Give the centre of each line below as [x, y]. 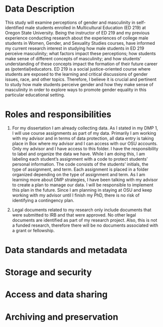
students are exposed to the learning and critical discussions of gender [76, 74]
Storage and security [48, 272]
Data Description [40, 9]
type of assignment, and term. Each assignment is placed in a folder [80, 169]
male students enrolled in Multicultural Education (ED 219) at [85, 27]
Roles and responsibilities [58, 115]
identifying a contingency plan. [43, 200]
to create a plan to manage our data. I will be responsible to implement [83, 185]
